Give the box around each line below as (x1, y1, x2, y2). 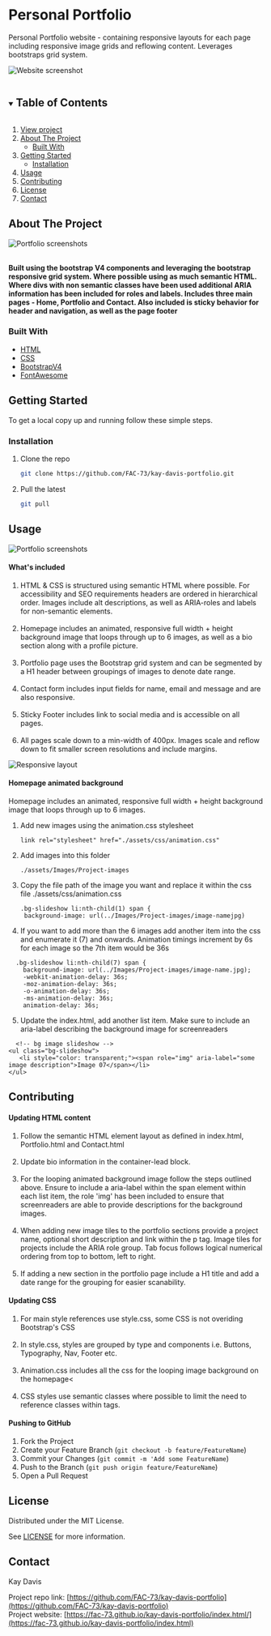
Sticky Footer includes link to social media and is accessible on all (19, 709, 240, 719)
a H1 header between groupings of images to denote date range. (19, 666, 236, 676)
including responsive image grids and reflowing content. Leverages (8, 41, 233, 50)
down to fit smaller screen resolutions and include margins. (19, 744, 218, 754)
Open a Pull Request (19, 1471, 89, 1480)
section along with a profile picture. (19, 640, 138, 650)
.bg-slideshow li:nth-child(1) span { (19, 904, 151, 912)
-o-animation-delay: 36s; (23, 987, 111, 995)
